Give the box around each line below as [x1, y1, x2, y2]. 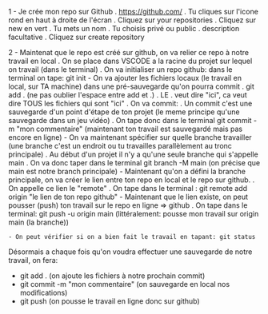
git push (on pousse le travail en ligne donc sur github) [19, 296, 200, 306]
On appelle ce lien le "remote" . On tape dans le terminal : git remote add [8, 184, 248, 193]
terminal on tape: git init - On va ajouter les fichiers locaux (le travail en [8, 74, 242, 82]
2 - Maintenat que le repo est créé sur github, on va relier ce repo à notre [8, 48, 250, 57]
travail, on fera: [8, 256, 58, 264]
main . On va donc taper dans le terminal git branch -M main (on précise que [8, 158, 261, 167]
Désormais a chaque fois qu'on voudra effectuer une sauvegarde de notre [8, 247, 253, 256]
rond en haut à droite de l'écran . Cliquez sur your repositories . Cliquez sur [8, 15, 257, 25]
